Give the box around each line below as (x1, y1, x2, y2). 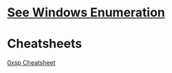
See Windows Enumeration (7, 5, 165, 20)
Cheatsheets (7, 36, 83, 52)
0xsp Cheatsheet (7, 59, 56, 67)
